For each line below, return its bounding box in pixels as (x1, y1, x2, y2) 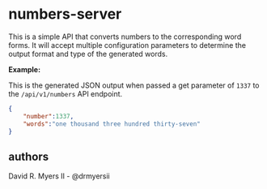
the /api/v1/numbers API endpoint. (8, 88, 123, 98)
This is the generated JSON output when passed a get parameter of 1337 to (8, 80, 260, 90)
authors (8, 149, 49, 163)
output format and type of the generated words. (8, 49, 168, 58)
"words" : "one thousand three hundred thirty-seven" (23, 119, 201, 128)
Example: (8, 64, 41, 74)
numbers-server (8, 5, 122, 24)
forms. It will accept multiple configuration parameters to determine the (8, 40, 247, 49)
